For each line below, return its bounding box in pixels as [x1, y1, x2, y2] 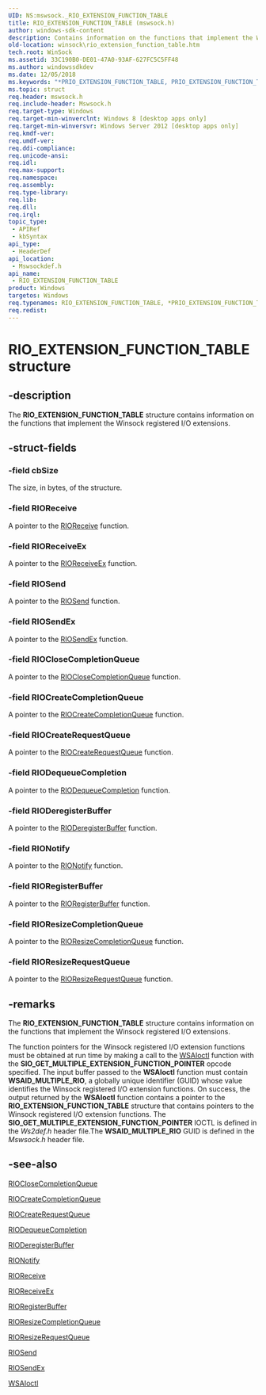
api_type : [8, 240, 41, 248]
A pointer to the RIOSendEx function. [8, 634, 128, 644]
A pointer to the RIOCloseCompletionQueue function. [8, 671, 181, 682]
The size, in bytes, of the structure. [8, 483, 123, 492]
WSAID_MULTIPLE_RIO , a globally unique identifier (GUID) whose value [8, 1076, 243, 1085]
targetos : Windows [8, 292, 69, 300]
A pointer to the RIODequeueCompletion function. [8, 785, 170, 795]
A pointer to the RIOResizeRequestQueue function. [8, 974, 173, 984]
